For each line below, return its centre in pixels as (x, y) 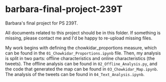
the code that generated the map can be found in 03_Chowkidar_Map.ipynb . (82, 69)
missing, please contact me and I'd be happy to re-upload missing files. (79, 38)
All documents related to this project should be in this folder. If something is (83, 32)
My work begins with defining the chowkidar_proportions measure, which (81, 47)
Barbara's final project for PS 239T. (42, 23)
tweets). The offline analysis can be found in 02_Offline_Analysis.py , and (81, 63)
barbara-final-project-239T (64, 9)
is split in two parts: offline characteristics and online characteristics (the (80, 58)
